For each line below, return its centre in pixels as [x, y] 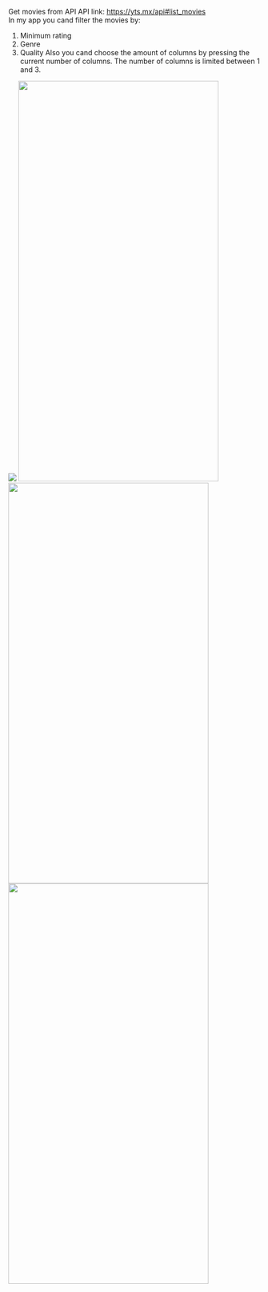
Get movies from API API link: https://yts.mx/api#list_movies [107, 12]
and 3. [30, 70]
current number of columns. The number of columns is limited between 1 [140, 61]
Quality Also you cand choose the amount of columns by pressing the [135, 52]
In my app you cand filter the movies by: [75, 20]
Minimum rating [46, 36]
